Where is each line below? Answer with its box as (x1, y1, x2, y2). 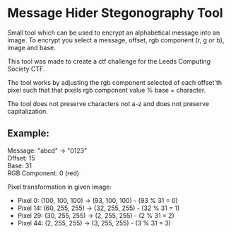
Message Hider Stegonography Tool (7, 5, 224, 21)
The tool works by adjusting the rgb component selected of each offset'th (7, 78, 223, 86)
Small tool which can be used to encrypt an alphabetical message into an (7, 28, 220, 37)
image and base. (7, 43, 56, 52)
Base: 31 (7, 161, 32, 170)
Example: (7, 127, 49, 139)
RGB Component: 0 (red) (7, 168, 80, 177)
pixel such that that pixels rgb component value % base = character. (7, 86, 206, 94)
